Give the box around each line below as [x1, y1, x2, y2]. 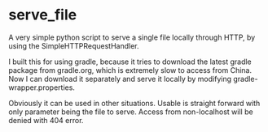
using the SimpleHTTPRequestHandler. [8, 40, 140, 50]
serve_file [8, 6, 77, 24]
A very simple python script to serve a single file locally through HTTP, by [8, 32, 256, 42]
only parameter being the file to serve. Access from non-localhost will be [8, 107, 254, 117]
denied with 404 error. [8, 115, 84, 125]
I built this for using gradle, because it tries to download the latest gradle [8, 57, 253, 66]
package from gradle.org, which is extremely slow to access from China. [8, 65, 253, 75]
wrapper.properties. [8, 83, 76, 92]
